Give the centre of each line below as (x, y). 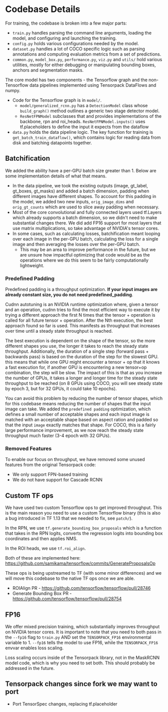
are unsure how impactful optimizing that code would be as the (85, 255)
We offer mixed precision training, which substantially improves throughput (82, 626)
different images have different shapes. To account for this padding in (84, 196)
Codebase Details (43, 9)
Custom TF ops (29, 495)
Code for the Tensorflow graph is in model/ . (57, 100)
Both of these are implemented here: (43, 558)
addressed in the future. (30, 668)
